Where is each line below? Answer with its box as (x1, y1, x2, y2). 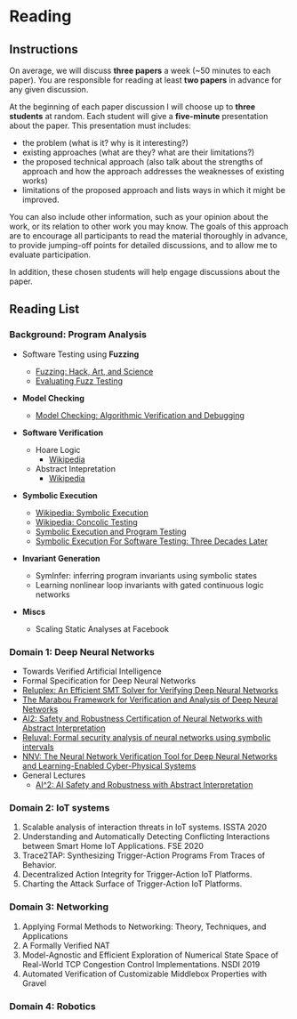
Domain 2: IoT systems (9, 801, 110, 813)
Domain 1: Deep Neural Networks (9, 645, 156, 658)
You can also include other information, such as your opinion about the (9, 212, 269, 222)
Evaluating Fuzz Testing (35, 376, 123, 386)
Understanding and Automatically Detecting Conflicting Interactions (21, 831, 270, 842)
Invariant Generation (21, 553, 100, 563)
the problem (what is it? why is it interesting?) (21, 138, 189, 148)
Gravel (21, 977, 47, 989)
